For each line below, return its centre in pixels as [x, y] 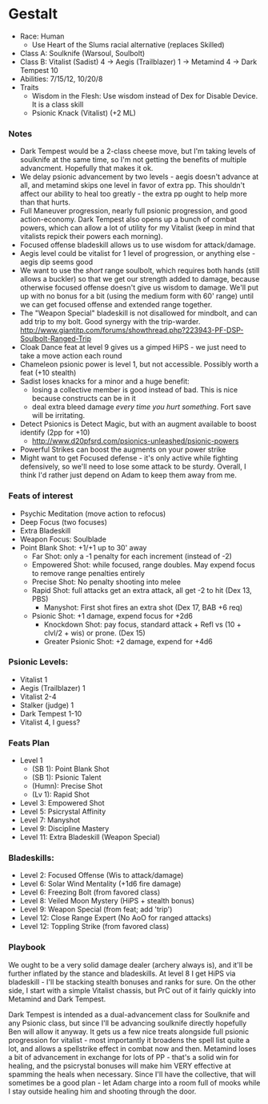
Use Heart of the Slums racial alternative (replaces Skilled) [128, 44]
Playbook [27, 948]
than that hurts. [45, 202]
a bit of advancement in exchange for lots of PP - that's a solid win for [124, 1057]
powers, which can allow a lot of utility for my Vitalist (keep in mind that [137, 228]
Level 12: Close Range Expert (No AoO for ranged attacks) [116, 918]
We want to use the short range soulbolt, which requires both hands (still [140, 270]
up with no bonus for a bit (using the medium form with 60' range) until [137, 296]
